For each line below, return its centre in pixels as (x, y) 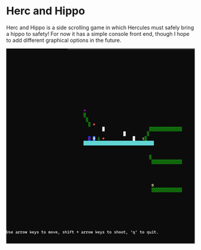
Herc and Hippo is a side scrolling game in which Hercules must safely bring (100, 27)
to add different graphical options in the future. (64, 40)
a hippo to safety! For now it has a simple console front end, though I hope (98, 33)
